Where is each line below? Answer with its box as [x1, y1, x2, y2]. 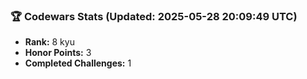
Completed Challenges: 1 [24, 57, 132, 69]
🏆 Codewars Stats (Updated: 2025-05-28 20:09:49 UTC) [10, 9, 298, 23]
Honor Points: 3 [24, 47, 92, 59]
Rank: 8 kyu [24, 36, 75, 48]
